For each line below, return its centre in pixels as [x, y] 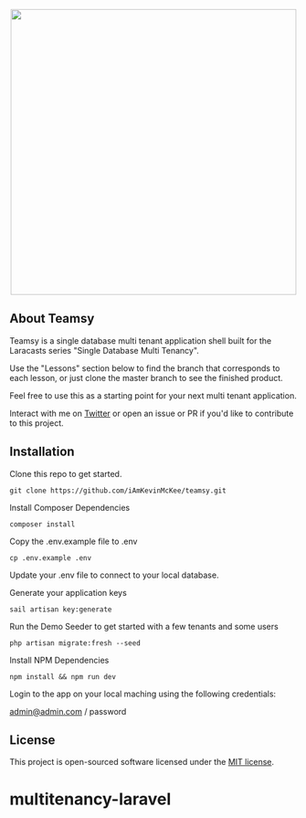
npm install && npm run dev [63, 676]
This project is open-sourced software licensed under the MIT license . [142, 762]
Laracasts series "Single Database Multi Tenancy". [104, 350]
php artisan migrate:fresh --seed [75, 643]
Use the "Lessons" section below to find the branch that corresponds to [145, 368]
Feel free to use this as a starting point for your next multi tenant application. [153, 395]
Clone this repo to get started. [66, 473]
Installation [42, 452]
